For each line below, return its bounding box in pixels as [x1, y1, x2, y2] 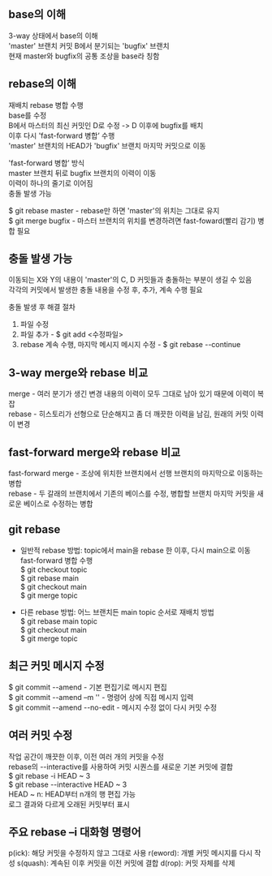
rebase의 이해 [8, 77, 77, 91]
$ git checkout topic [19, 565, 88, 574]
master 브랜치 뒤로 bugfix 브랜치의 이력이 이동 [8, 168, 157, 178]
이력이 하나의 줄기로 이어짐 [8, 178, 93, 188]
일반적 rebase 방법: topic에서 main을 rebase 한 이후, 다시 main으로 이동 [19, 545, 252, 555]
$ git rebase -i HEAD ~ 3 [8, 771, 91, 780]
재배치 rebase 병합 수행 [8, 100, 84, 109]
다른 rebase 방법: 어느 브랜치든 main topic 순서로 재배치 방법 [19, 607, 215, 616]
